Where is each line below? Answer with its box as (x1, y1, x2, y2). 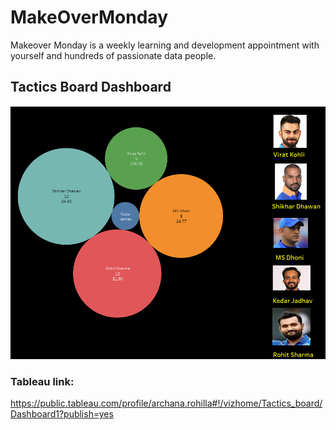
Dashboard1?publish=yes (10, 408, 114, 420)
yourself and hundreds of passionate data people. (10, 49, 217, 61)
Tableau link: (10, 375, 75, 389)
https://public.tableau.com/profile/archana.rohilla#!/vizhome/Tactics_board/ (10, 397, 323, 410)
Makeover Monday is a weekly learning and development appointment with (10, 39, 320, 51)
